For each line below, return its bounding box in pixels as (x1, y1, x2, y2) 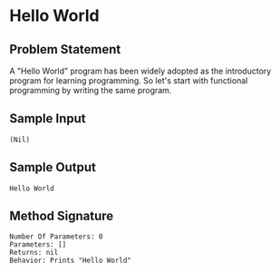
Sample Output (9, 160, 97, 175)
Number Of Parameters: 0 (9, 232, 103, 241)
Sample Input (9, 111, 86, 127)
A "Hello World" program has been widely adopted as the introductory (9, 65, 272, 76)
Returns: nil (9, 248, 59, 257)
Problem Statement (9, 42, 121, 57)
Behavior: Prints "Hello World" (9, 256, 131, 266)
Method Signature (9, 209, 114, 224)
